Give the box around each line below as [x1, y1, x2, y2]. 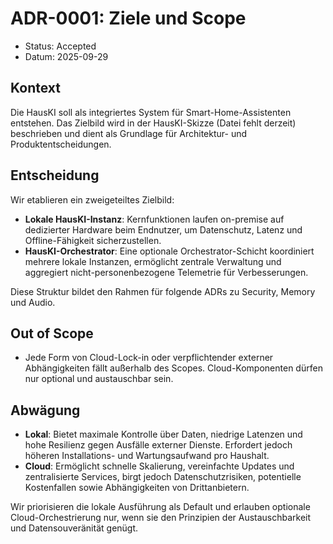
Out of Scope [10, 325, 94, 342]
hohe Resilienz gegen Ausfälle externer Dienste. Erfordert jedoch [24, 439, 293, 451]
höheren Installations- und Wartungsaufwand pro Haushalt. [24, 450, 270, 462]
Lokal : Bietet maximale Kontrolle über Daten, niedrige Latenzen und [24, 428, 303, 441]
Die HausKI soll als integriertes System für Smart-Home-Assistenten [10, 106, 292, 118]
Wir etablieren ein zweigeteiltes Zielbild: [10, 193, 175, 206]
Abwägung [10, 402, 81, 419]
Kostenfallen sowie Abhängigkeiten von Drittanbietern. [24, 482, 250, 494]
